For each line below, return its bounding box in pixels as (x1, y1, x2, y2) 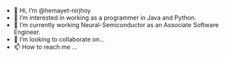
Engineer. (13, 28, 41, 36)
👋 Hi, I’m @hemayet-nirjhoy (13, 7, 91, 14)
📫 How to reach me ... (13, 43, 77, 51)
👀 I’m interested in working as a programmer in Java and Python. (13, 14, 197, 22)
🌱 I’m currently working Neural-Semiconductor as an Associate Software (13, 21, 219, 28)
